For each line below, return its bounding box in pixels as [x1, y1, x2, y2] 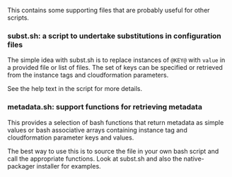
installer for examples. [36, 161, 101, 170]
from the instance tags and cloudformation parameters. [7, 71, 169, 80]
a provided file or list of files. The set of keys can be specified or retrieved [7, 63, 223, 72]
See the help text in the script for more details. [7, 85, 143, 93]
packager [7, 161, 35, 170]
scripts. [7, 13, 30, 22]
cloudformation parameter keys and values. [7, 133, 134, 142]
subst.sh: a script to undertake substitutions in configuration [7, 31, 221, 41]
